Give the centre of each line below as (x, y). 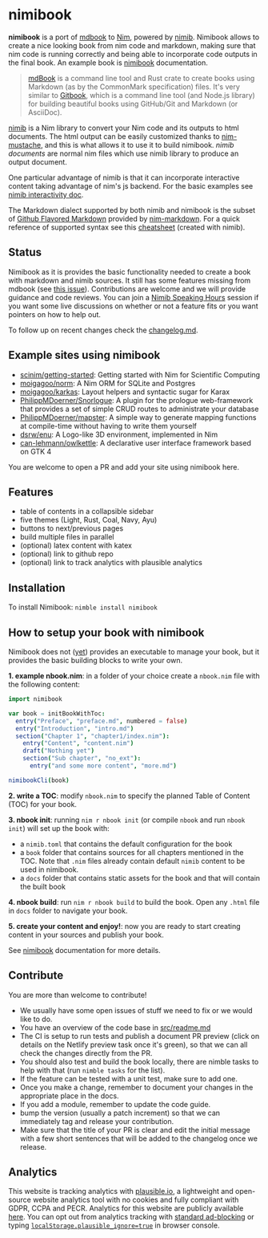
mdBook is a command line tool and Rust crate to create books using (141, 78)
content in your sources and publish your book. (86, 935)
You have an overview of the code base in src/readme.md (115, 1027)
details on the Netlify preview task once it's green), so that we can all (134, 1045)
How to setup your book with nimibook (106, 632)
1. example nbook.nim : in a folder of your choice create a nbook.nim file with (134, 676)
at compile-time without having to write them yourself (108, 426)
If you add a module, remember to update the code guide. (115, 1104)
